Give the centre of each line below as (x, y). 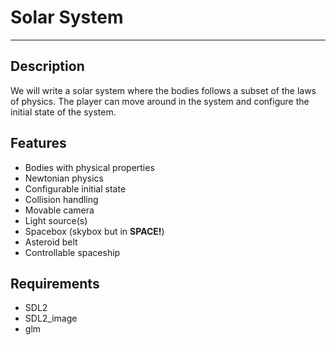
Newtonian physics (64, 178)
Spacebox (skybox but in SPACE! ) (94, 231)
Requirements (55, 283)
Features (38, 143)
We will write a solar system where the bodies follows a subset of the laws (163, 90)
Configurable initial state (75, 188)
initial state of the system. (63, 112)
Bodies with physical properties (89, 167)
